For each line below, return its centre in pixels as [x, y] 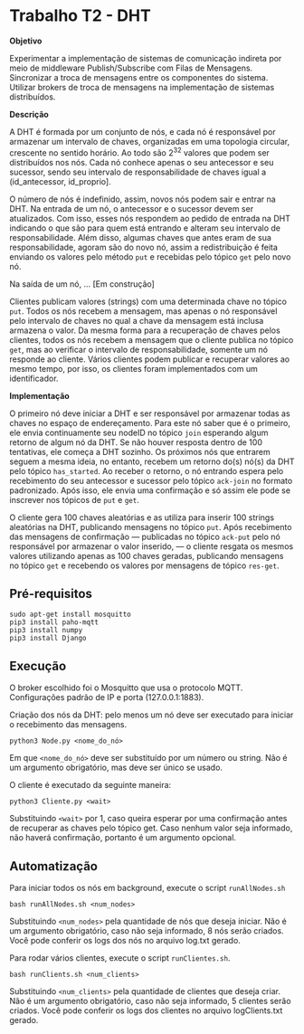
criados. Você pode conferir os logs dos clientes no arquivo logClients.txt [146, 1010]
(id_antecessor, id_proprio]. [60, 181]
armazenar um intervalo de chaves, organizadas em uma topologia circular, [150, 141]
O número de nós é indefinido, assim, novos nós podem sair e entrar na [142, 199]
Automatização [53, 866]
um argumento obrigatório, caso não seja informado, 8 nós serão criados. [147, 931]
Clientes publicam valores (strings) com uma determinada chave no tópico [148, 301]
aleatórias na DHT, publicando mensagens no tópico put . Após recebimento [151, 526]
